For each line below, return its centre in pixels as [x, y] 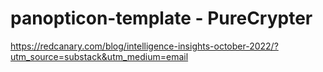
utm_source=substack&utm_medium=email [99, 56]
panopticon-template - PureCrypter [161, 18]
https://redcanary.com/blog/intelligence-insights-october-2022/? [144, 46]
